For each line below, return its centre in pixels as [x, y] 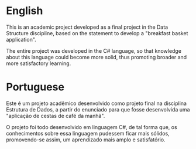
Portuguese [35, 87]
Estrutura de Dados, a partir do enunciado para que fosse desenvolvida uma [98, 109]
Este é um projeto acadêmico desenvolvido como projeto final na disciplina [97, 103]
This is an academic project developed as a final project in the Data [87, 27]
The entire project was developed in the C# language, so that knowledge [94, 50]
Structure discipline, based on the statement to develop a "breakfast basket [97, 33]
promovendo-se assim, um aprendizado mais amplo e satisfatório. [86, 140]
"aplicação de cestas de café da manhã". [56, 116]
